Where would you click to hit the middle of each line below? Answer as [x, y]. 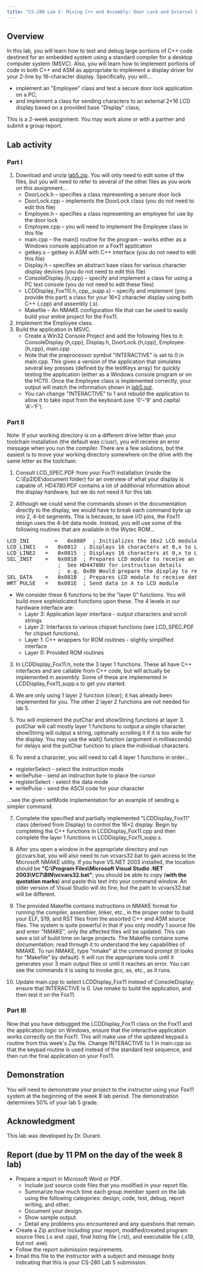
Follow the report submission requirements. [70, 1250]
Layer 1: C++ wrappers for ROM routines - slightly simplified [99, 640]
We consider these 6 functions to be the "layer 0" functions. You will [100, 595]
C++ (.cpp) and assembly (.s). [62, 304]
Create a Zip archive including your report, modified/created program [101, 1230]
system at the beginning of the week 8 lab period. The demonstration [93, 1096]
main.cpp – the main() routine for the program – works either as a [105, 240]
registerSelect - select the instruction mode [70, 769]
